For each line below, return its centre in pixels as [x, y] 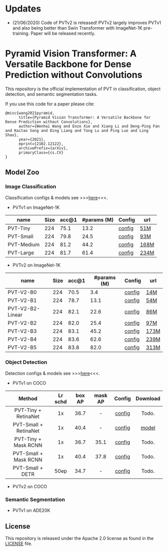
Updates [23, 9]
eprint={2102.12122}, [41, 144]
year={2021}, [32, 139]
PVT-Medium [24, 244]
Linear [15, 315]
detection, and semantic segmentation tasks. [51, 94]
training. [21, 33]
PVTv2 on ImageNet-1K [36, 265]
